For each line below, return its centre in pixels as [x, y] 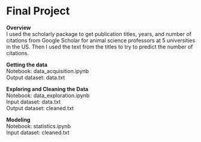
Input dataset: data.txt [34, 102]
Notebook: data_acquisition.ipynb [47, 71]
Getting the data [27, 65]
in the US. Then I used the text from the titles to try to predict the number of [100, 47]
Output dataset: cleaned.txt [40, 108]
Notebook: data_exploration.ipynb [48, 95]
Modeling [18, 120]
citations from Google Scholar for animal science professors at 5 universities [101, 40]
